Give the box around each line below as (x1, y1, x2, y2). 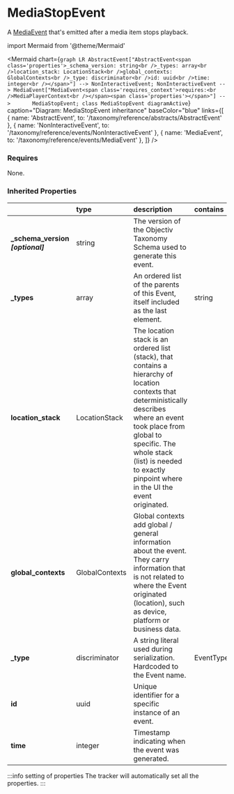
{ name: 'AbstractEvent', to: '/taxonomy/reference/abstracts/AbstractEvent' (7, 113, 222, 122)
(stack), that (133, 351, 173, 361)
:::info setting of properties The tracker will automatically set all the (7, 771, 199, 780)
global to (133, 430, 162, 440)
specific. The (133, 438, 176, 448)
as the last (133, 305, 167, 315)
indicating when (133, 736, 186, 746)
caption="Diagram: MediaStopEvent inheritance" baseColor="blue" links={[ (7, 106, 224, 114)
